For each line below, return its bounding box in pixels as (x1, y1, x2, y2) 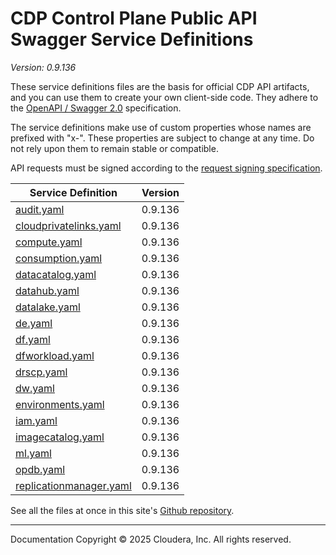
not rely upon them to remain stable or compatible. (10, 142, 219, 154)
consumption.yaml (15, 251, 103, 265)
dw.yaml (15, 381, 55, 395)
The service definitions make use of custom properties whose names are (10, 121, 312, 133)
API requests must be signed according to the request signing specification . (10, 162, 323, 174)
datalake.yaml (15, 300, 81, 314)
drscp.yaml (15, 365, 68, 379)
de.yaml (15, 316, 53, 330)
